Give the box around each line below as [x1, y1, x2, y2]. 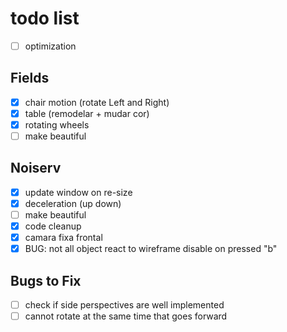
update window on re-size [24, 186, 133, 198]
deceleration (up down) [24, 197, 122, 209]
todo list [10, 7, 80, 30]
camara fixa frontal [24, 232, 103, 244]
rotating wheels [24, 118, 90, 131]
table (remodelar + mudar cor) [24, 107, 150, 119]
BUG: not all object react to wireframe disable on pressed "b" [24, 243, 278, 255]
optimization [24, 40, 77, 52]
